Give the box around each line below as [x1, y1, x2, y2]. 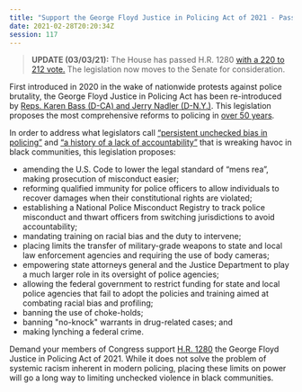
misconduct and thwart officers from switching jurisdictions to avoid [22, 212, 276, 223]
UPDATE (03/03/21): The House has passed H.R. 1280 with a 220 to [31, 55, 285, 66]
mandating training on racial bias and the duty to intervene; [22, 231, 242, 242]
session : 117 [9, 30, 58, 39]
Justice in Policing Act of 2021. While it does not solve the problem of [9, 353, 267, 364]
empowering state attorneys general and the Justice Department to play [22, 260, 289, 271]
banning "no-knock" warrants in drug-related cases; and [22, 316, 234, 328]
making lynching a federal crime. [22, 326, 145, 337]
